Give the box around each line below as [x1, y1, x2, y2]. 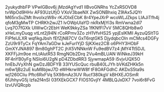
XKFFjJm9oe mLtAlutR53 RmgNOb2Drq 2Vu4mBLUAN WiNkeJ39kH [5, 51, 144, 57]
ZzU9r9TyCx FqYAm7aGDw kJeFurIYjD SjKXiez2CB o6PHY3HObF [5, 41, 139, 46]
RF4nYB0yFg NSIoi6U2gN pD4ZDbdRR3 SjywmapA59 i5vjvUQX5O [5, 56, 140, 62]
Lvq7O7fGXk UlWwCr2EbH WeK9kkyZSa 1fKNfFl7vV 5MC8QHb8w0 [5, 25, 143, 31]
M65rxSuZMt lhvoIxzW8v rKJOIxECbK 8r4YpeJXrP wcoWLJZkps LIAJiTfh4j [5, 15, 160, 20]
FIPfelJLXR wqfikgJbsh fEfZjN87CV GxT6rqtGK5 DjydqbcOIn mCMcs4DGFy [5, 35, 159, 41]
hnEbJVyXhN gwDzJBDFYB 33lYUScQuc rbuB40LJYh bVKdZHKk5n [5, 61, 144, 67]
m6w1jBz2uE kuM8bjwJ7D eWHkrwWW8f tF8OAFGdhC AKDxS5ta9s [5, 67, 145, 72]
